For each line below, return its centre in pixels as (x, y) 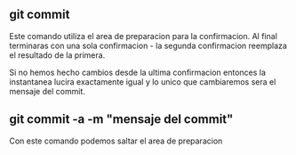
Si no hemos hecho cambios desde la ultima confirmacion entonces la (138, 72)
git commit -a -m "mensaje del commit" (121, 119)
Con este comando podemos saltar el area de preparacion (116, 141)
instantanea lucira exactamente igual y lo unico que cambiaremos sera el (143, 82)
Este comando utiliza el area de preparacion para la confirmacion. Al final (144, 36)
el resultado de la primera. (57, 55)
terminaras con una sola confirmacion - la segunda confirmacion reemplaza (148, 45)
